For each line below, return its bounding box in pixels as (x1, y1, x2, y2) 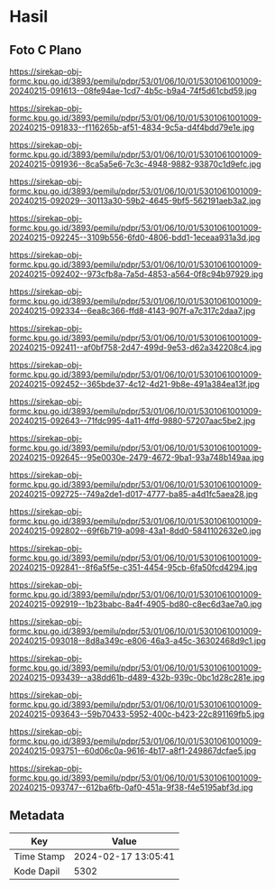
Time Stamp (14, 850, 66, 863)
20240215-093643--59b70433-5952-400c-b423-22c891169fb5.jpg (9, 708, 265, 719)
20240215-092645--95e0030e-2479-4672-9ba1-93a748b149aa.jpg (9, 452, 264, 462)
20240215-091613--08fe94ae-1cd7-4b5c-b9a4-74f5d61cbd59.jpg (9, 86, 257, 96)
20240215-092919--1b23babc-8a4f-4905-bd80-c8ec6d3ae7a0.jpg (9, 598, 262, 609)
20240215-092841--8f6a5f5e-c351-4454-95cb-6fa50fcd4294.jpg (9, 562, 258, 572)
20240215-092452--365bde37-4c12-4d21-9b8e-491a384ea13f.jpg (9, 379, 260, 389)
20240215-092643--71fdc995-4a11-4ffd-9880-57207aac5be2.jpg (9, 415, 256, 426)
